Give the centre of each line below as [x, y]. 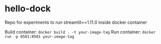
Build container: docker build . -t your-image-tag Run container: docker [80, 32]
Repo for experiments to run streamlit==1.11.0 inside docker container [76, 22]
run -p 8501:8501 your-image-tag [39, 37]
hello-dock [28, 9]
